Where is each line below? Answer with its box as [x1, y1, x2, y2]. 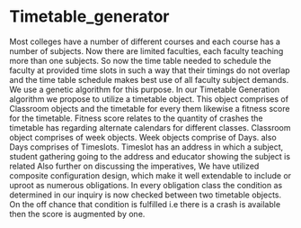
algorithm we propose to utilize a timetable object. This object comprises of [9, 93, 289, 105]
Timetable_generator [9, 6, 170, 27]
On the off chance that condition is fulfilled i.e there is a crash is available [9, 198, 281, 209]
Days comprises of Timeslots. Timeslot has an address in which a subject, [9, 141, 284, 152]
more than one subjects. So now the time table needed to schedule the [9, 55, 271, 66]
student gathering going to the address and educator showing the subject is [9, 150, 290, 161]
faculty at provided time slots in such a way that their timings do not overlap [9, 65, 290, 76]
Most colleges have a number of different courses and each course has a [9, 36, 281, 47]
